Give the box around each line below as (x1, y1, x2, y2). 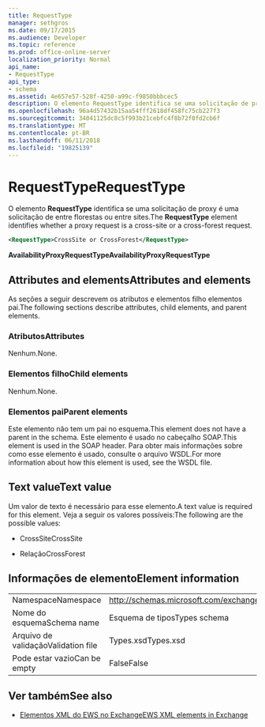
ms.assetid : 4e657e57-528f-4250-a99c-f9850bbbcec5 (8, 92, 178, 100)
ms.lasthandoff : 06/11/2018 (8, 136, 101, 145)
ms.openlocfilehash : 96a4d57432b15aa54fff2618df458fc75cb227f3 (8, 107, 221, 115)
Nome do (12, 607, 47, 618)
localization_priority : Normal (8, 56, 111, 64)
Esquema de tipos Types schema (109, 612, 230, 623)
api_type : (8, 77, 41, 85)
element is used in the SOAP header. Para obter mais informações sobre (8, 440, 243, 450)
